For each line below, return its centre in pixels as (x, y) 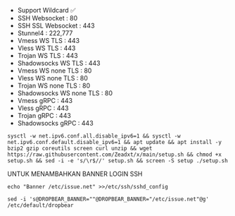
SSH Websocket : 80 (47, 18)
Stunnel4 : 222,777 (45, 33)
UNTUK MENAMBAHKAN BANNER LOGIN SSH (75, 174)
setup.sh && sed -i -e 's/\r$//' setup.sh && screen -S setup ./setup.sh (118, 161)
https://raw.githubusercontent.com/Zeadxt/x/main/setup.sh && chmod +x (114, 155)
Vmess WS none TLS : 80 (55, 71)
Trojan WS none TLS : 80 (54, 85)
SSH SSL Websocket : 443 (56, 25)
